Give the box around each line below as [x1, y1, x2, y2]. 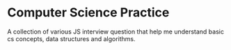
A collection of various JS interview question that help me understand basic [7, 27, 225, 36]
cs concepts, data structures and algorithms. [7, 34, 136, 42]
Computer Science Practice [7, 5, 170, 21]
